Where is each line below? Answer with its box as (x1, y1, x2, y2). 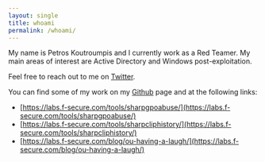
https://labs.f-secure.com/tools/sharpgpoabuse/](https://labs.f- (22, 102, 231, 112)
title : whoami (8, 19, 56, 27)
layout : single (8, 11, 59, 20)
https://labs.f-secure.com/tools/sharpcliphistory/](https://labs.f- (22, 120, 232, 129)
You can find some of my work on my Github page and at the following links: (8, 87, 258, 97)
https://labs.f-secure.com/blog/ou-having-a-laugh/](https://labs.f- (22, 137, 240, 146)
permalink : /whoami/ (8, 26, 77, 34)
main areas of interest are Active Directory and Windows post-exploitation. (8, 56, 252, 66)
